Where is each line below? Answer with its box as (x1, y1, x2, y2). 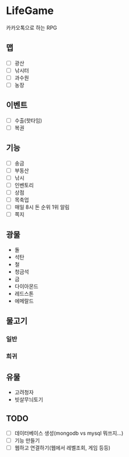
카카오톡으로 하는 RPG (6, 24, 57, 31)
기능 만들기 (14, 437, 40, 444)
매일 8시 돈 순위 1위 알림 (14, 203, 70, 211)
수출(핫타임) (14, 117, 43, 124)
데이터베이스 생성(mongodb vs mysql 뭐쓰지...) (14, 430, 124, 437)
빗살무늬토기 (14, 396, 44, 403)
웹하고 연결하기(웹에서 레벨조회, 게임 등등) (14, 444, 111, 451)
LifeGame (6, 4, 54, 18)
